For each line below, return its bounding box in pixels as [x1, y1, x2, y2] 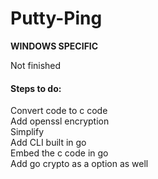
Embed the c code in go [10, 147, 109, 159]
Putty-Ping [10, 7, 103, 30]
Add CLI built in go [10, 137, 87, 149]
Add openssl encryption [10, 115, 110, 127]
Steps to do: [10, 82, 62, 94]
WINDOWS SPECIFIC [10, 40, 99, 52]
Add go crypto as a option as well [10, 158, 149, 170]
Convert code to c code [10, 105, 108, 117]
